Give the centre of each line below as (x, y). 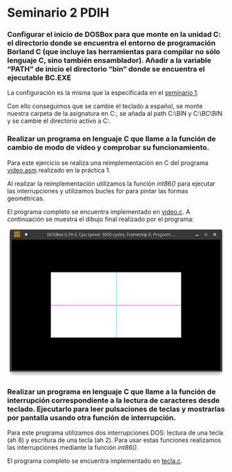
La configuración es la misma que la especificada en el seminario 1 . (103, 93)
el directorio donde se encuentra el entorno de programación (112, 43)
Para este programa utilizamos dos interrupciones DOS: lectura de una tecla (115, 433)
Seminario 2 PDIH (58, 13)
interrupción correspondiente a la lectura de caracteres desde (114, 400)
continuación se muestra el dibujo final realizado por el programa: (101, 219)
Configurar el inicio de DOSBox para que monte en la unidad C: (114, 35)
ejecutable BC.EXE (39, 78)
